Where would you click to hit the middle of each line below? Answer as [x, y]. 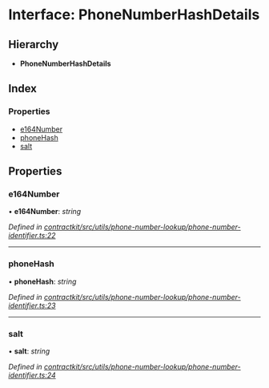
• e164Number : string [45, 212]
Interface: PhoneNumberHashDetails [134, 15]
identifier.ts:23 [32, 305]
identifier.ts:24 [32, 375]
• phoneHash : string [42, 281]
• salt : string [29, 351]
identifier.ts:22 [32, 236]
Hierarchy [34, 44]
